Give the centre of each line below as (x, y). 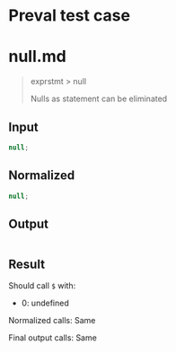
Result (27, 264)
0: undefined (45, 303)
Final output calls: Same (53, 338)
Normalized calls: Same (52, 321)
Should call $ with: (42, 286)
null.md (37, 57)
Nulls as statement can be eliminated (99, 99)
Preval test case (70, 16)
